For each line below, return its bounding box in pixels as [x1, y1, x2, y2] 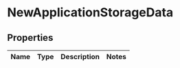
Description [60, 52, 100, 61]
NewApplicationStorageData [7, 5, 174, 20]
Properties [7, 32, 54, 44]
